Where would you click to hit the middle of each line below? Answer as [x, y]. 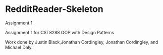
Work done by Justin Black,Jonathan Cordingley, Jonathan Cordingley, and [82, 42]
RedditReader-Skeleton [54, 9]
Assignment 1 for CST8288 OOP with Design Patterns [60, 32]
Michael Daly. [19, 47]
